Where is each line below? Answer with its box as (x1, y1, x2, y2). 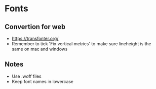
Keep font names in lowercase (11, 78, 74, 84)
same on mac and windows (11, 46, 68, 52)
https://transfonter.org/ (11, 35, 59, 41)
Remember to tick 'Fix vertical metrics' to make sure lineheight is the (11, 41, 152, 47)
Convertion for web (4, 23, 66, 31)
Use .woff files (11, 73, 41, 79)
